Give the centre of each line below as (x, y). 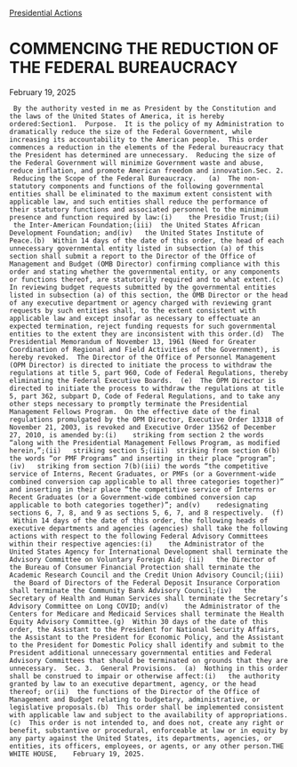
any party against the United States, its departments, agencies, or (141, 738)
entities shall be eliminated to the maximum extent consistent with (141, 194)
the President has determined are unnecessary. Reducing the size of (143, 155)
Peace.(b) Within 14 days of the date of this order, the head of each (147, 240)
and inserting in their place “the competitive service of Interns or (143, 489)
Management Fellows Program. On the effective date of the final (135, 411)
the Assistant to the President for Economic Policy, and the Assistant (147, 637)
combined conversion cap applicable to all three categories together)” (147, 482)
